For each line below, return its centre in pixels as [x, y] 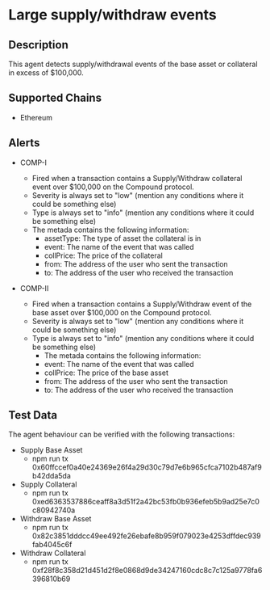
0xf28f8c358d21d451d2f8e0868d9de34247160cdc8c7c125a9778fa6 [147, 571]
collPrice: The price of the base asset [106, 373]
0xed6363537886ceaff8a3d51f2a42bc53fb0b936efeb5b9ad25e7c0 [146, 502]
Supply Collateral [48, 485]
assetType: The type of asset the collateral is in [123, 238]
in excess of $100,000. [46, 73]
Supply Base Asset [51, 450]
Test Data [33, 415]
